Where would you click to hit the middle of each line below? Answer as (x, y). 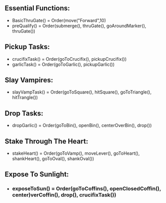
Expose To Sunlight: (37, 175)
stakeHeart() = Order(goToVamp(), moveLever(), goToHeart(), (76, 153)
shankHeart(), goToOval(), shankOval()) (53, 159)
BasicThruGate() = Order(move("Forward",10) (59, 20)
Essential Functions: (37, 8)
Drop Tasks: (24, 113)
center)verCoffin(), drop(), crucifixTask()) (64, 195)
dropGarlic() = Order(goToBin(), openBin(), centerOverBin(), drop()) (82, 126)
